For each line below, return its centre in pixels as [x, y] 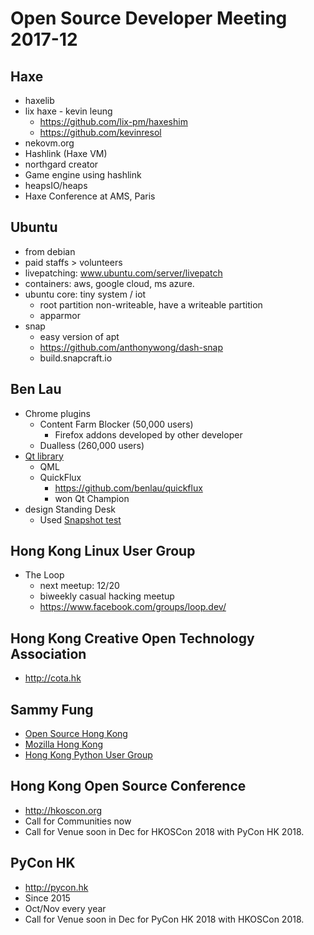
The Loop [44, 575]
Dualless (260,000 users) [92, 445]
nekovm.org [49, 143]
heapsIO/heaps [56, 185]
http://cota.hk [53, 678]
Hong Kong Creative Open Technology [132, 638]
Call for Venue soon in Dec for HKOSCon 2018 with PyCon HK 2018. [164, 831]
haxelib [39, 100]
